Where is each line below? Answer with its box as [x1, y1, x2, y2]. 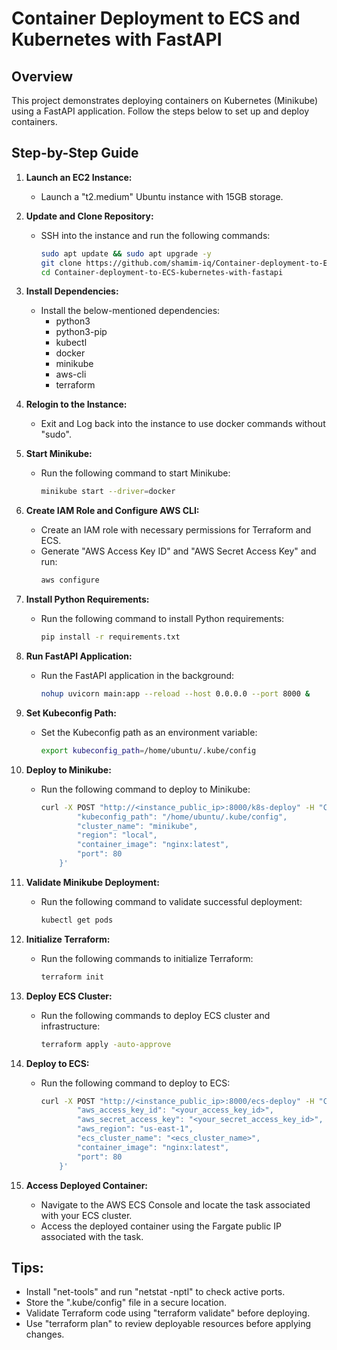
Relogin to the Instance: [25, 398, 128, 411]
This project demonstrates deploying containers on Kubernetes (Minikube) [11, 95, 319, 106]
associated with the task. [40, 1230, 144, 1242]
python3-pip [55, 326, 108, 338]
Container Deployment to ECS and [11, 7, 301, 30]
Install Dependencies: [25, 285, 119, 297]
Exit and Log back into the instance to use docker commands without [40, 418, 326, 430]
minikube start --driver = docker [40, 487, 176, 497]
